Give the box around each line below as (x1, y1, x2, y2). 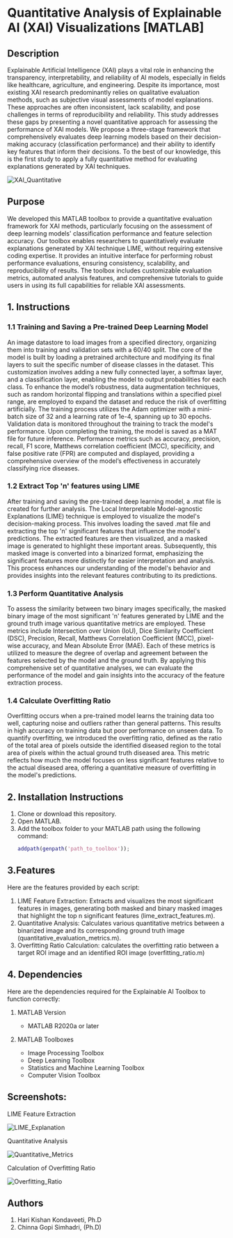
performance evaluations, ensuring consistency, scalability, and (7, 259, 190, 267)
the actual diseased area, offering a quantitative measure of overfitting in (7, 763, 216, 772)
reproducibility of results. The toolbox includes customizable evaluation (7, 266, 212, 275)
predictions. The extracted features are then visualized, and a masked (7, 534, 208, 542)
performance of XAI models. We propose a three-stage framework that (7, 125, 211, 133)
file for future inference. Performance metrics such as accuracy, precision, (7, 434, 221, 443)
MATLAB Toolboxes (17, 1035, 74, 1044)
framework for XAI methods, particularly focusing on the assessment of (7, 222, 213, 230)
